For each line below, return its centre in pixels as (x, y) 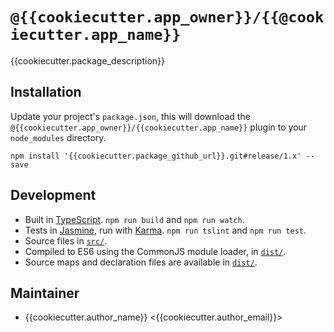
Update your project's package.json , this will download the (130, 116)
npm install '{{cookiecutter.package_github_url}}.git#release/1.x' (156, 156)
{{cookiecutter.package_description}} (88, 60)
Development (53, 195)
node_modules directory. (58, 137)
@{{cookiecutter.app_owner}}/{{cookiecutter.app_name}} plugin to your (159, 127)
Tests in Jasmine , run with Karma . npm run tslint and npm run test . (165, 230)
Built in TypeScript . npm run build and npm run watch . (134, 219)
